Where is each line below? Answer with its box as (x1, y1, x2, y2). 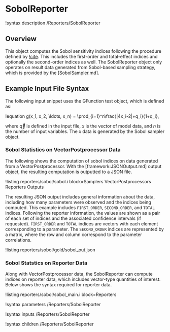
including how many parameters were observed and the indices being (5, 199, 151, 205)
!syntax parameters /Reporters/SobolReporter (5, 302, 101, 308)
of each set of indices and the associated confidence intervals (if (5, 215, 141, 221)
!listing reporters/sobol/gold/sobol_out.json (5, 247, 95, 253)
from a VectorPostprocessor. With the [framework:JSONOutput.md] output (5, 163, 162, 169)
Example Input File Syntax (5, 84, 89, 93)
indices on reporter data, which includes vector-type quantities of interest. (5, 276, 161, 282)
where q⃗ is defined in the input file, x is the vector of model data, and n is (5, 123, 161, 129)
